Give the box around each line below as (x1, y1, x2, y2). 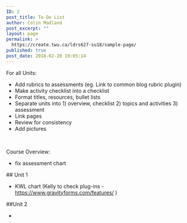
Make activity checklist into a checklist (14, 87, 110, 94)
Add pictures (14, 125, 46, 132)
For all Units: (6, 69, 37, 76)
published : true (6, 48, 46, 54)
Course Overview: (6, 148, 50, 155)
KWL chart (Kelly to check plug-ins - (14, 183, 104, 190)
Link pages (14, 112, 42, 120)
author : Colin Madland (6, 20, 62, 26)
